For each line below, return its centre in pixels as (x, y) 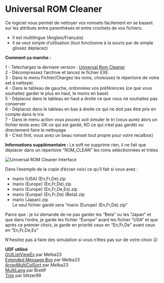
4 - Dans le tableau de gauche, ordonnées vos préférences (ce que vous (79, 88)
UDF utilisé (16, 249)
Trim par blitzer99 (23, 275)
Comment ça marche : (28, 57)
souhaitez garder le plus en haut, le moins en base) (57, 93)
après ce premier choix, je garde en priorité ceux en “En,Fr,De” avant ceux (80, 225)
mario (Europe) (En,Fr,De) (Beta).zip (48, 194)
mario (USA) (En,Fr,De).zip (39, 178)
